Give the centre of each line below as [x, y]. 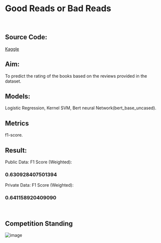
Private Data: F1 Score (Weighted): [39, 185]
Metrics [17, 123]
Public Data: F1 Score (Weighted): [39, 162]
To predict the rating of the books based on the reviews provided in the [76, 76]
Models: [18, 96]
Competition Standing [39, 223]
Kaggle [12, 49]
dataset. [13, 81]
